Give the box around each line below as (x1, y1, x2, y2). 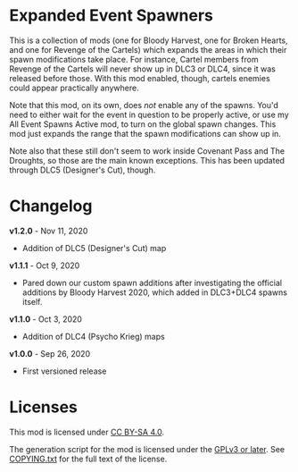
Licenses (9, 397, 79, 417)
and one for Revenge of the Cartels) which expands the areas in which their (9, 44, 287, 55)
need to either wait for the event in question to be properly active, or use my (9, 109, 290, 120)
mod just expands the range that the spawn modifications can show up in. (9, 128, 281, 139)
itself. (21, 296, 43, 307)
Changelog (9, 196, 93, 216)
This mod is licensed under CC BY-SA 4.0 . (9, 426, 165, 437)
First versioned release (21, 366, 107, 376)
